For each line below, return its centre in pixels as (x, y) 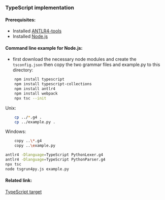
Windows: (16, 131)
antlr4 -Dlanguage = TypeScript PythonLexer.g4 (54, 155)
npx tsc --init (30, 98)
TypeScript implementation (40, 8)
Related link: (19, 180)
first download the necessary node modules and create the (74, 59)
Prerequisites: (21, 20)
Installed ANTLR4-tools (37, 31)
